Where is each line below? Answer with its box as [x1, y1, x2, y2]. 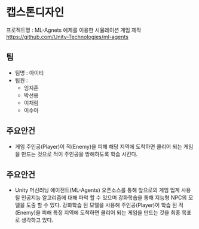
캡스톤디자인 [6, 5, 65, 19]
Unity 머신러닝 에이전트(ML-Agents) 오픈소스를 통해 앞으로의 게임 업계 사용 [14, 186, 191, 194]
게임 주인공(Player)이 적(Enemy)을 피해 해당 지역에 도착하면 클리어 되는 [14, 143, 182, 150]
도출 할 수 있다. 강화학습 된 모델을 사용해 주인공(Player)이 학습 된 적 [26, 201, 184, 209]
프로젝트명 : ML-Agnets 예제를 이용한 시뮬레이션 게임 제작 [6, 26, 142, 34]
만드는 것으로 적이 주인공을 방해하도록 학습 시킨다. [21, 150, 138, 158]
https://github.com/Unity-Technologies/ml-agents [6, 33, 128, 40]
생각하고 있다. [21, 216, 54, 224]
